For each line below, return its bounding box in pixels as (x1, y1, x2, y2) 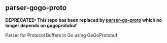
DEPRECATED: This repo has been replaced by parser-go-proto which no (5, 17, 162, 23)
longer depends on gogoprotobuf (5, 22, 77, 28)
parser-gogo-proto (5, 4, 67, 12)
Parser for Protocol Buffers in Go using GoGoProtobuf (5, 32, 118, 38)
